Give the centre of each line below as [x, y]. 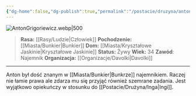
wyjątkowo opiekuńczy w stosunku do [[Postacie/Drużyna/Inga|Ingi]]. [90, 87]
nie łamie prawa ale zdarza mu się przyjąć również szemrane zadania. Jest [96, 81]
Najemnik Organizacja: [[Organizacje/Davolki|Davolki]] [86, 58]
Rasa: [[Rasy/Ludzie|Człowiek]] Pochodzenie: [76, 39]
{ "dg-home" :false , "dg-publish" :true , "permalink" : [68, 11]
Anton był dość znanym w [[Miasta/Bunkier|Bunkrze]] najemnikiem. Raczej [96, 74]
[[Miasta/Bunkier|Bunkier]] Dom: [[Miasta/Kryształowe [86, 45]
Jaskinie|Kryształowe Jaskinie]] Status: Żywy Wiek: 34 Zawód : [97, 51]
